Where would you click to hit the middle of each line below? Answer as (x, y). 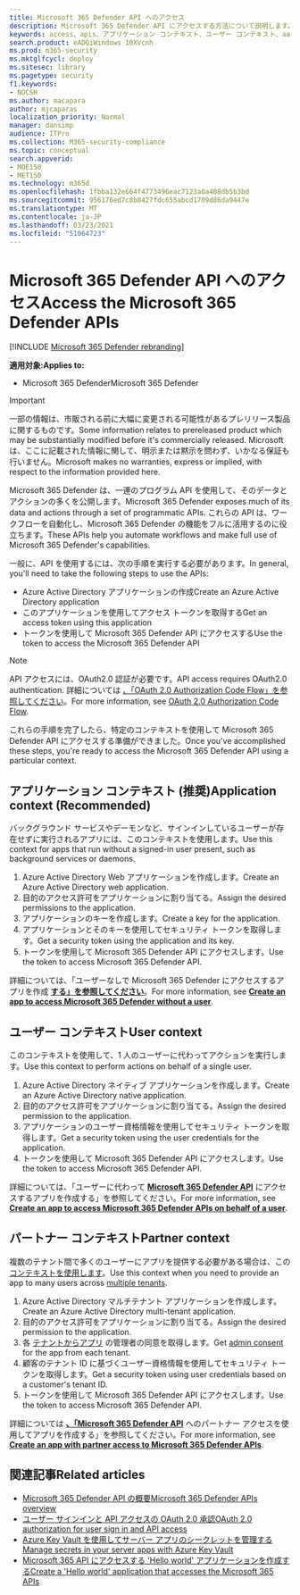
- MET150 (25, 175)
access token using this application (87, 622)
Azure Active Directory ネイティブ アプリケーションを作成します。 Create (156, 1085)
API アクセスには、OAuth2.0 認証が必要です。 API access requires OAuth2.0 (148, 679)
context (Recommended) (80, 805)
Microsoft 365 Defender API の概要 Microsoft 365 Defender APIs (140, 1498)
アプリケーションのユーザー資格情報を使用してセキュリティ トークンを (152, 1126)
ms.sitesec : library (48, 68)
